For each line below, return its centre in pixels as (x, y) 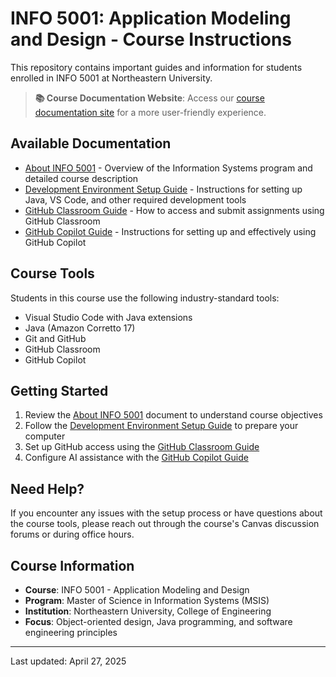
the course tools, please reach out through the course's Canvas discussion (165, 524)
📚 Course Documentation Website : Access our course (149, 98)
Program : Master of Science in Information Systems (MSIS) (147, 600)
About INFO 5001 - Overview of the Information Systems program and (168, 168)
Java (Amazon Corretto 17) (80, 328)
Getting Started (59, 390)
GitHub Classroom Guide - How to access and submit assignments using (174, 210)
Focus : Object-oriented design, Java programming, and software (158, 621)
